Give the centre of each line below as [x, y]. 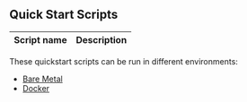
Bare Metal [42, 79]
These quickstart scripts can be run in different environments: [123, 61]
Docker [36, 88]
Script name [40, 39]
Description [101, 39]
